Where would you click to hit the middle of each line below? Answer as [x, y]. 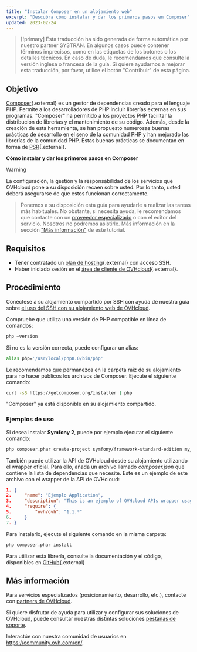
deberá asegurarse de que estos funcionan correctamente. [77, 194]
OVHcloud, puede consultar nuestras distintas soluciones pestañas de [91, 619]
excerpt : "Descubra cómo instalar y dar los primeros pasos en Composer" [98, 17]
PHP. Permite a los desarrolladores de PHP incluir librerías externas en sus [96, 109]
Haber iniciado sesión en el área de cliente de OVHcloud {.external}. [96, 269]
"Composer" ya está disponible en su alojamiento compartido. [81, 404]
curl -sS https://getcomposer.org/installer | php [69, 393]
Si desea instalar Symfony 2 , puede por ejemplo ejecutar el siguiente [90, 432]
